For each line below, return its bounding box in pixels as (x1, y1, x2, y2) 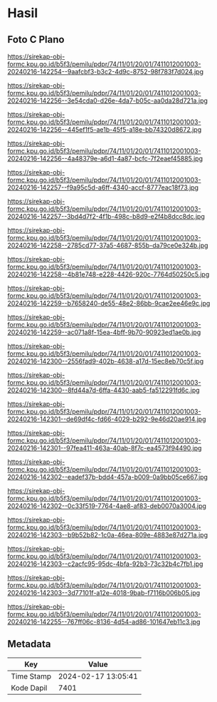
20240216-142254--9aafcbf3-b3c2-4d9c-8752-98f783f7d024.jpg (7, 68, 204, 76)
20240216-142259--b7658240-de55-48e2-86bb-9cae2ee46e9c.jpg (7, 299, 211, 307)
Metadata (7, 638, 51, 650)
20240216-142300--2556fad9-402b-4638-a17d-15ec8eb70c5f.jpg (7, 357, 204, 365)
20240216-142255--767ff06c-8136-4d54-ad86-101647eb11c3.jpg (7, 618, 201, 626)
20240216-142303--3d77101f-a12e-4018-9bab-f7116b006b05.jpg (7, 589, 201, 597)
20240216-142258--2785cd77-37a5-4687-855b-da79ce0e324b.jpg (7, 241, 208, 249)
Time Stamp (11, 671, 52, 681)
